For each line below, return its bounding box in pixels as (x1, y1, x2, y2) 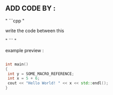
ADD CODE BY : (5, 4, 56, 13)
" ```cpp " (5, 17, 25, 23)
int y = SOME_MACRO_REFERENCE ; (7, 71, 74, 76)
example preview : (5, 47, 44, 53)
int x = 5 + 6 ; (7, 76, 40, 81)
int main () (5, 61, 29, 67)
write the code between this (5, 28, 64, 34)
